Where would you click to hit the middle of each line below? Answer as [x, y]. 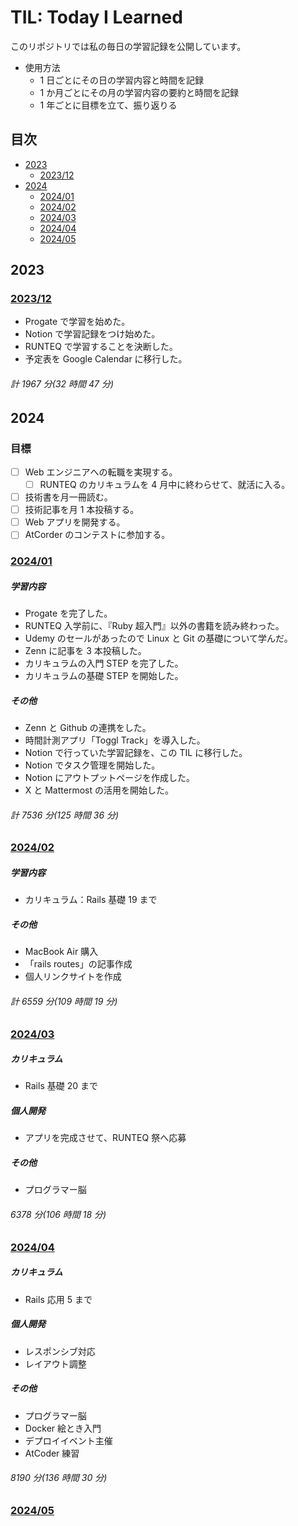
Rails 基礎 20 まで [61, 1086]
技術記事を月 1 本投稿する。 [82, 510]
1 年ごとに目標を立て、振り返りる [108, 105]
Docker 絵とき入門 [63, 1428]
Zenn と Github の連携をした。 [88, 728]
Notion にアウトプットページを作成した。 [110, 778]
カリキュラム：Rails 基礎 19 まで [91, 900]
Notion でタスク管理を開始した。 [92, 765]
